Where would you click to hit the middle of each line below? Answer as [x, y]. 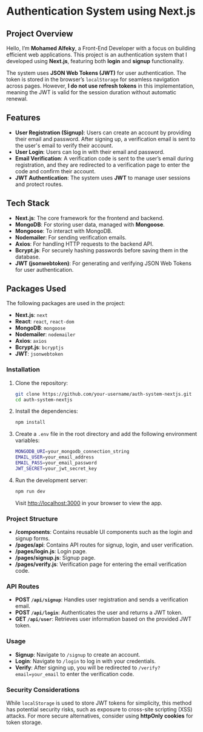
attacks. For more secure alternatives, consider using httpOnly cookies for [100, 716]
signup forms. [32, 539]
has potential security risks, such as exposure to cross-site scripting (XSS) [99, 709]
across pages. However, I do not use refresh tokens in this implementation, [101, 86]
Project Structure [32, 519]
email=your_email [37, 674]
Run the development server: [51, 480]
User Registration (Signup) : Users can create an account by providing [103, 133]
